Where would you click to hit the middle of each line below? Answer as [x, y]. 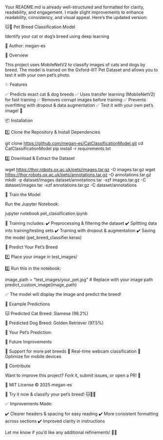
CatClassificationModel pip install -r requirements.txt [58, 149]
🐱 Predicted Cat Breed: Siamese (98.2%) [47, 313]
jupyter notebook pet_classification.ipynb [46, 213]
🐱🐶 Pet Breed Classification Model [40, 27]
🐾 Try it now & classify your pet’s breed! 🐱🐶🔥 [50, 394]
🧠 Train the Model [23, 194]
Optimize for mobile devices [33, 356]
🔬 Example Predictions [27, 304]
